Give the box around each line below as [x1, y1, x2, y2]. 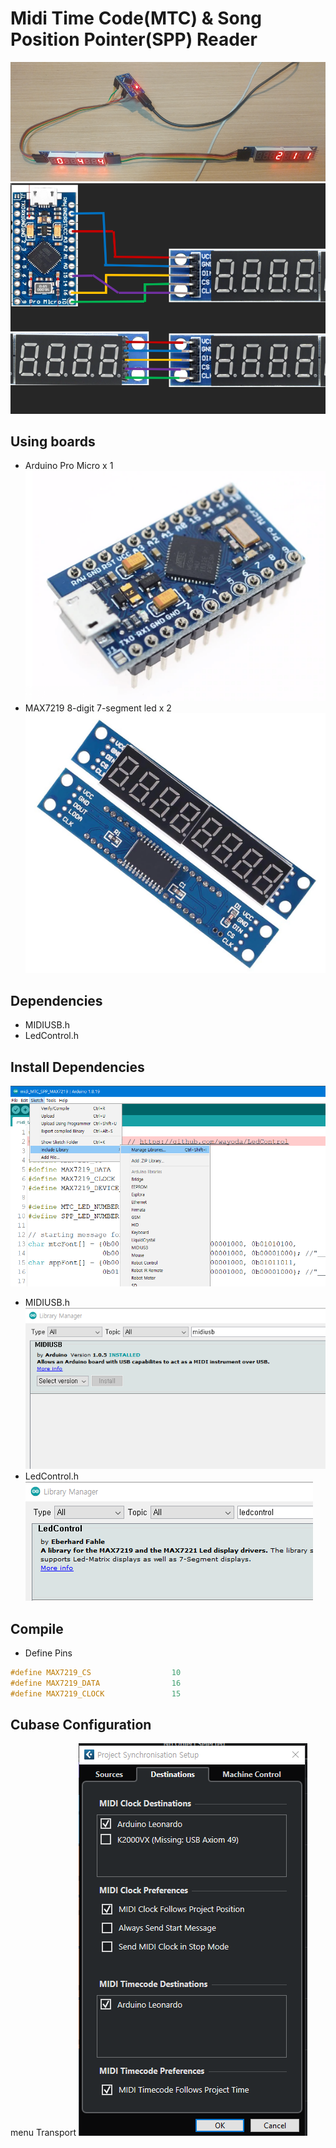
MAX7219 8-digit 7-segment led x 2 [24, 702, 172, 714]
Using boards [10, 433, 96, 451]
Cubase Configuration [10, 1717, 152, 1734]
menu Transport [10, 2127, 77, 2139]
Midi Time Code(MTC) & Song [10, 7, 262, 30]
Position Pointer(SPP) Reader [10, 28, 258, 51]
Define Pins [24, 1647, 73, 1659]
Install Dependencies [10, 1058, 145, 1076]
